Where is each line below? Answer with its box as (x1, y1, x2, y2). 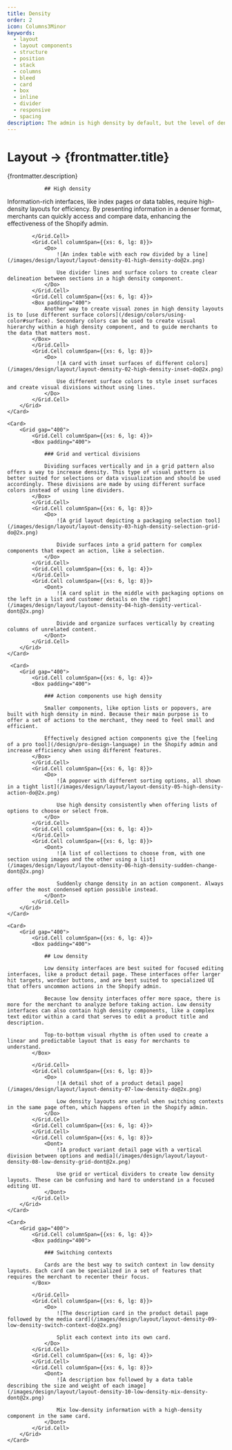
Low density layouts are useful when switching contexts (56, 1098, 224, 1105)
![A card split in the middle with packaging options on (56, 590, 224, 597)
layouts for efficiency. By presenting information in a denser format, (30, 205, 222, 213)
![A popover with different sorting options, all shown (56, 777, 221, 785)
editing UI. (7, 1183, 41, 1190)
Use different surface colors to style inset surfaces (56, 378, 217, 385)
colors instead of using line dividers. (7, 487, 126, 494)
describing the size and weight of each (7, 1382, 126, 1390)
